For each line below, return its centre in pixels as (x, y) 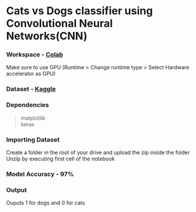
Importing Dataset (33, 139)
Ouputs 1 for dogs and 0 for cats (46, 203)
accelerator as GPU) (31, 74)
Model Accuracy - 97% (40, 174)
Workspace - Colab (35, 54)
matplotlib (33, 118)
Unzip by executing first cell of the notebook (61, 159)
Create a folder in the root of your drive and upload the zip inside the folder (98, 152)
